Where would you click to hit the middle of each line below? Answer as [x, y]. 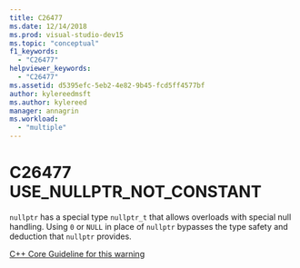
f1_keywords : [34, 52]
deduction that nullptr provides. [70, 236]
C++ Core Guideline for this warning [77, 253]
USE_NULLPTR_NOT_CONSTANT [135, 192]
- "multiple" [42, 128]
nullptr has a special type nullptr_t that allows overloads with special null [150, 217]
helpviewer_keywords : [50, 69]
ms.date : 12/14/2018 [49, 26]
